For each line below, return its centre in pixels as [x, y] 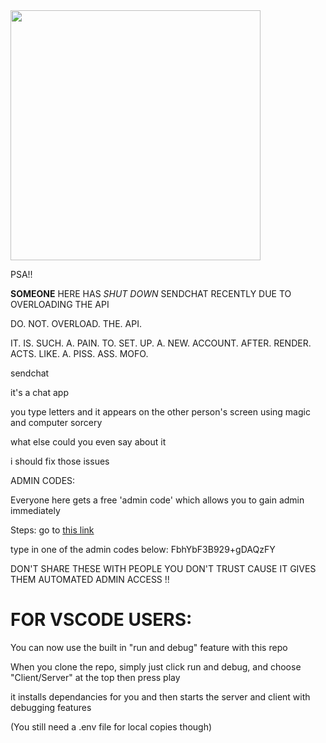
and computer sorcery [56, 422]
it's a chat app [39, 392]
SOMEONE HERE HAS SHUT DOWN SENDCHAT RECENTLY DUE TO [151, 293]
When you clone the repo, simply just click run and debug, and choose [156, 666]
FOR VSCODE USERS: [101, 620]
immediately [35, 510]
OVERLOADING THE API [60, 304]
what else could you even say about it [88, 442]
